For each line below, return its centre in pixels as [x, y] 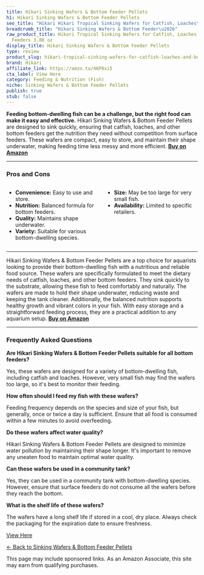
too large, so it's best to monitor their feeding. [63, 384]
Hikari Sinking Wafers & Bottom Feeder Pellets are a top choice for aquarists [101, 260]
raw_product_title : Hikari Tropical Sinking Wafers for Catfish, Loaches [102, 35]
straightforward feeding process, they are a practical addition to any [91, 312]
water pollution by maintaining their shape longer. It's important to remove [99, 451]
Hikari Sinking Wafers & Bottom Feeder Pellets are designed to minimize [96, 444]
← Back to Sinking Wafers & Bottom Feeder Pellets [69, 547]
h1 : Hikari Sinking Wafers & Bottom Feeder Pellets [73, 18]
